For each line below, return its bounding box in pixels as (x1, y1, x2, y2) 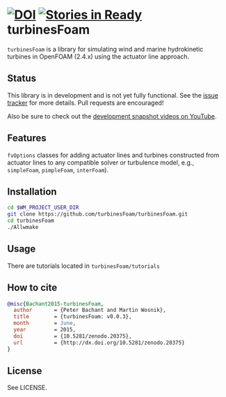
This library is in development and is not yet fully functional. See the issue (7, 91, 219, 99)
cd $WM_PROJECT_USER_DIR (7, 204, 79, 211)
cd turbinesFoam (7, 217, 54, 225)
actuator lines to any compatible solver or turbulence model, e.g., (7, 158, 195, 167)
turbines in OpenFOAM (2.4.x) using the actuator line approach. (7, 52, 190, 61)
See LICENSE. (7, 384, 47, 392)
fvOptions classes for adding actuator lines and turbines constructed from (7, 151, 220, 159)
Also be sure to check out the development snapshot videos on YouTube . (7, 112, 217, 120)
